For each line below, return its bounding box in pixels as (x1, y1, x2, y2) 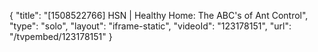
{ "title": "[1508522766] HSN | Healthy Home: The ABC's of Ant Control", (9, 10, 309, 21)
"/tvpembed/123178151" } (9, 31, 113, 42)
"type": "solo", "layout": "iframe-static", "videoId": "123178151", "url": (9, 20, 292, 32)
